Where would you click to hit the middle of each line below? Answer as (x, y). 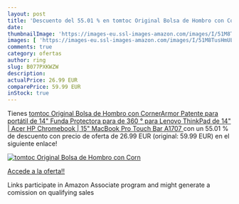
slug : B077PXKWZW (33, 67)
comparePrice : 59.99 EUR (44, 87)
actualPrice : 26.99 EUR (43, 80)
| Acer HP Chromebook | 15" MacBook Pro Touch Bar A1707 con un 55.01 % (118, 129)
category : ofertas (34, 54)
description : (27, 73)
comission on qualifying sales (51, 193)
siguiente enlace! (32, 144)
